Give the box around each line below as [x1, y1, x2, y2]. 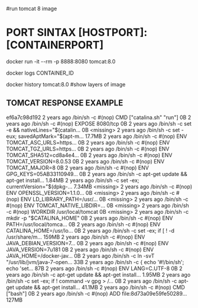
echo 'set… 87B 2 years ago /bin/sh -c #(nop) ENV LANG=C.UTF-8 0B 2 [6, 265, 183, 272]
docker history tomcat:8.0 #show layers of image [6, 81, 126, 88]
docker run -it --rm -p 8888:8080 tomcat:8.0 [6, 57, 116, 65]
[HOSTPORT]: [78, 26, 148, 39]
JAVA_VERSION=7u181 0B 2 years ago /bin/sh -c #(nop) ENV [6, 246, 154, 253]
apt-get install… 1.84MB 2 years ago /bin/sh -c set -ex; [6, 177, 139, 184]
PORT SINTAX [6, 26, 76, 39]
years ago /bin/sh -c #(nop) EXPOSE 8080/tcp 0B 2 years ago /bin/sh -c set [6, 120, 192, 127]
